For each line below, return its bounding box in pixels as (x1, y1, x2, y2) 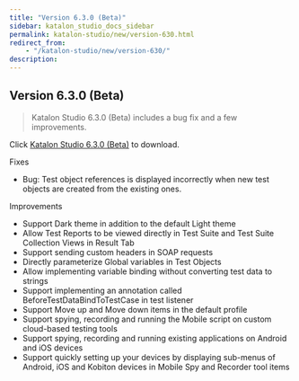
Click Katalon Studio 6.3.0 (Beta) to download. (9, 138, 180, 149)
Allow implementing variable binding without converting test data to (22, 266, 272, 277)
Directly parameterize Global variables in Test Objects (22, 256, 222, 267)
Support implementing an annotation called (22, 285, 182, 296)
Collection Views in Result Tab (22, 237, 135, 248)
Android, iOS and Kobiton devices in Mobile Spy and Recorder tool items (22, 361, 290, 372)
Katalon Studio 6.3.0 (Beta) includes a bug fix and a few (31, 111, 238, 122)
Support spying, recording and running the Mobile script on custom (22, 314, 272, 324)
